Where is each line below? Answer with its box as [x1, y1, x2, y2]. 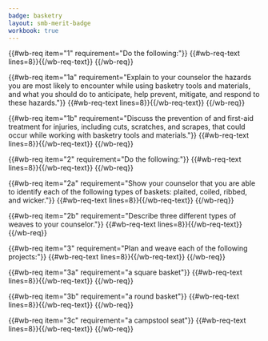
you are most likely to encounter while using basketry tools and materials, [8, 81, 250, 90]
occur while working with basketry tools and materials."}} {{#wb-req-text [8, 130, 250, 140]
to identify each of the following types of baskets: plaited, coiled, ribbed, [8, 187, 248, 197]
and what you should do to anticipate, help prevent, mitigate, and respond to [8, 90, 260, 99]
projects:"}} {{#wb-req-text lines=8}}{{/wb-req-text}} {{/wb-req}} [8, 252, 226, 262]
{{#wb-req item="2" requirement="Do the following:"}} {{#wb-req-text [8, 154, 242, 164]
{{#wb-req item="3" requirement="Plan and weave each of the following [8, 243, 248, 253]
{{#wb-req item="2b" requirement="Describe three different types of [8, 211, 237, 221]
